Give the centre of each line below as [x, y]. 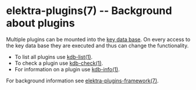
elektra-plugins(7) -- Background [89, 11]
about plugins [41, 23]
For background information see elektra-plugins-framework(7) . [82, 81]
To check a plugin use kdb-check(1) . [59, 63]
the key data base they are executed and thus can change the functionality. [97, 46]
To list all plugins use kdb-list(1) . [54, 57]
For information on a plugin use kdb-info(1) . [67, 69]
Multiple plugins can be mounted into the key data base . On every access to [98, 39]
